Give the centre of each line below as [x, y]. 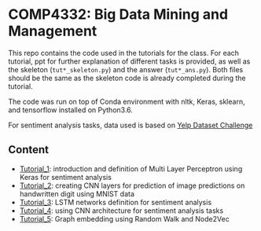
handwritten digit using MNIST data [77, 193]
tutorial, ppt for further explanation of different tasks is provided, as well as [129, 61]
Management [53, 31]
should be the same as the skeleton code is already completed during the [127, 78]
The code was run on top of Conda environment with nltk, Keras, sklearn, [127, 101]
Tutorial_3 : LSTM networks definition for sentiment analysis [116, 202]
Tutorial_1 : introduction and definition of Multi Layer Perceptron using [131, 169]
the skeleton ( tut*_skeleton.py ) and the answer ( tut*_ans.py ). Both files [126, 69]
